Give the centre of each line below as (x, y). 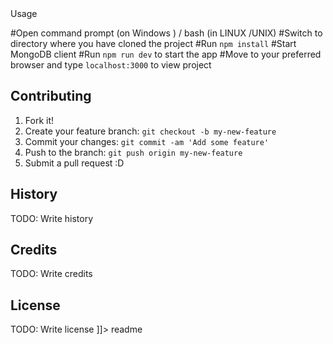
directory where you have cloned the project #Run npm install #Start (153, 43)
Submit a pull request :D (74, 163)
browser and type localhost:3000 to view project (111, 65)
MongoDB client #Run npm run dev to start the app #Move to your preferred (166, 54)
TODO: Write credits (51, 274)
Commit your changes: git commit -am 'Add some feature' (147, 141)
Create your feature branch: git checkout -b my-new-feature (150, 131)
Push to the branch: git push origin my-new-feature (133, 152)
